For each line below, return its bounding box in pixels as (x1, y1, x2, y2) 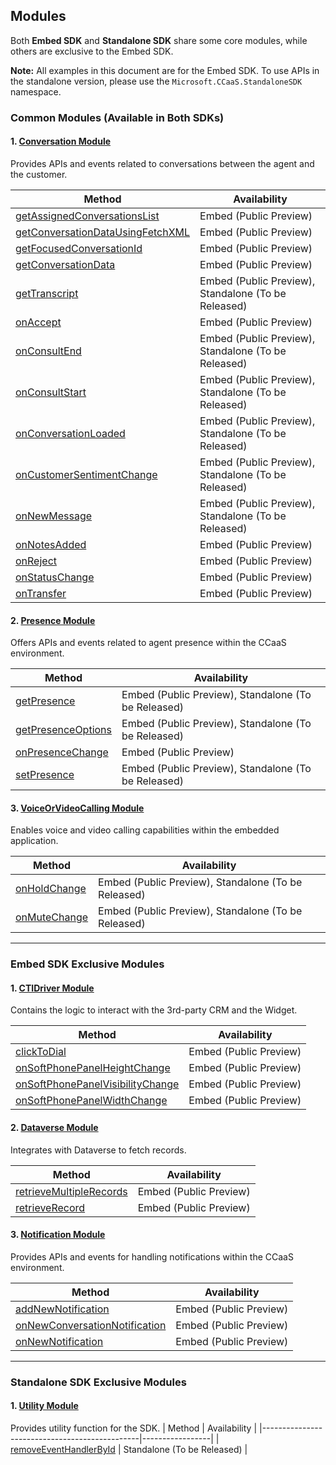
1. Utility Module (10, 1400, 79, 1412)
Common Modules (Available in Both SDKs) (10, 110, 225, 124)
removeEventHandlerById (10, 1444, 116, 1455)
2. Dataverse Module (10, 1122, 99, 1134)
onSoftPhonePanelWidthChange (15, 1094, 168, 1108)
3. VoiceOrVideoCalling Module (10, 802, 145, 814)
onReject (15, 554, 58, 568)
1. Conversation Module (10, 135, 112, 148)
